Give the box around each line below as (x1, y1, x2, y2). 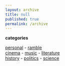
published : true (5, 16, 39, 21)
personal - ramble (5, 44, 42, 50)
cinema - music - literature (5, 50, 60, 56)
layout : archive (5, 7, 39, 12)
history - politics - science (5, 55, 59, 61)
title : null (5, 12, 30, 17)
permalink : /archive (5, 21, 48, 26)
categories (5, 35, 28, 41)
